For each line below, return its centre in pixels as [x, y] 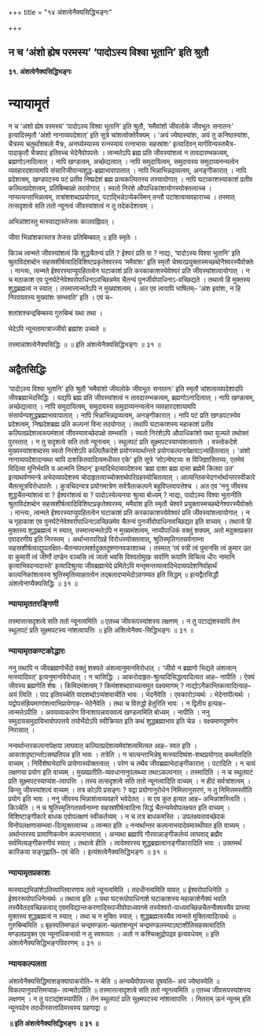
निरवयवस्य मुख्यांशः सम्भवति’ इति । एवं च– [60, 297]
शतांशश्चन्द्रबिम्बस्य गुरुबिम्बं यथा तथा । [56, 313]
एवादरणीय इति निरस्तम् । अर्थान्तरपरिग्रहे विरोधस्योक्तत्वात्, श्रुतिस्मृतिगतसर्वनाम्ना [106, 539]
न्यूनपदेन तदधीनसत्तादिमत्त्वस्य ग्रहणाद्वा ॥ [58, 1008]
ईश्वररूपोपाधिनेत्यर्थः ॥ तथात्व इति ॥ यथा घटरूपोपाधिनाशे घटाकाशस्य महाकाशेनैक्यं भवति [117, 899]
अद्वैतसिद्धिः [27, 370]
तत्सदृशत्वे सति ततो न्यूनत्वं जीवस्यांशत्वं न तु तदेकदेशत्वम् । [81, 205]
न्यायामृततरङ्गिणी [33, 604]
